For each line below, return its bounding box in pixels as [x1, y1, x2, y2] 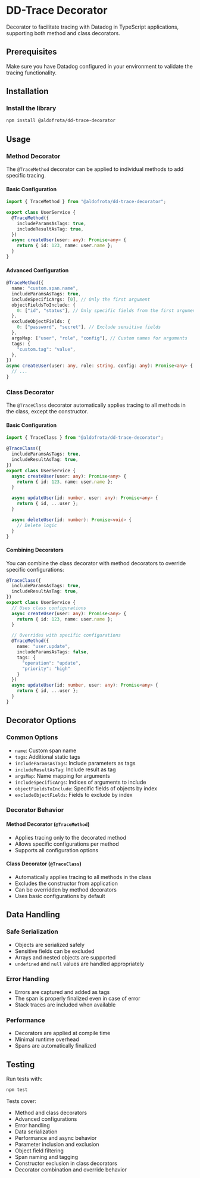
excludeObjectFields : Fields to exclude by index [14, 791, 133, 798]
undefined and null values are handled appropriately [14, 960, 144, 967]
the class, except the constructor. [6, 408, 88, 415]
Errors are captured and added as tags [14, 988, 110, 995]
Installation [6, 86, 49, 96]
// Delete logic [17, 522, 58, 528]
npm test [6, 1086, 28, 1093]
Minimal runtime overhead [14, 1036, 79, 1043]
